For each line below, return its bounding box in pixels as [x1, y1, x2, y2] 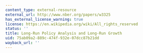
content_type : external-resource [5, 7, 77, 13]
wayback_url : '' [5, 40, 40, 45]
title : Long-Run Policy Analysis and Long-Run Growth [5, 31, 123, 36]
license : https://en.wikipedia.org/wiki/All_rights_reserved [5, 21, 138, 27]
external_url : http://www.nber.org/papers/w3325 [5, 12, 111, 17]
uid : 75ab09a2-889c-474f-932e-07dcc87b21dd [5, 36, 100, 41]
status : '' [5, 26, 29, 31]
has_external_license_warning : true [5, 17, 83, 22]
